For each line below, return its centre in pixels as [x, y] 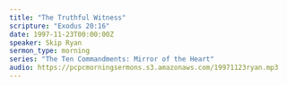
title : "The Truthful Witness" [68, 17]
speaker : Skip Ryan [46, 43]
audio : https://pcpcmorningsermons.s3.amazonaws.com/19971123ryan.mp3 [144, 68]
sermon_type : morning [50, 51]
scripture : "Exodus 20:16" [60, 26]
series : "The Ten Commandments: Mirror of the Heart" [112, 59]
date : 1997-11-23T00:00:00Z [62, 34]
